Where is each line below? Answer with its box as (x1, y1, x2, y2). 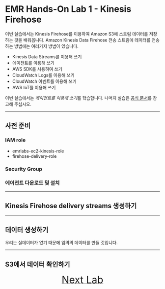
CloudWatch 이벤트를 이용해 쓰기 (12, 78, 77, 84)
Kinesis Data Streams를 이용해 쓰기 (12, 53, 82, 60)
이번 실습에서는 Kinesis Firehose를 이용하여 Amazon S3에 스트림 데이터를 (5, 31, 148, 36)
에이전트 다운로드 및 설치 (5, 180, 60, 186)
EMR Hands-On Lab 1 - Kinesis (5, 3, 132, 15)
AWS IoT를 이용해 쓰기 (12, 84, 56, 90)
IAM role (5, 137, 26, 144)
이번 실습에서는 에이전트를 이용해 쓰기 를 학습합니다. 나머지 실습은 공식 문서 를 (5, 95, 152, 101)
